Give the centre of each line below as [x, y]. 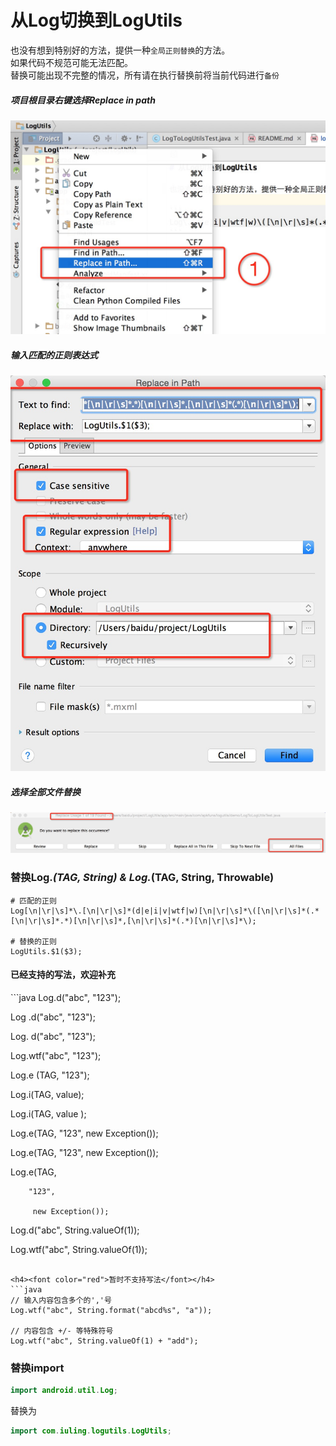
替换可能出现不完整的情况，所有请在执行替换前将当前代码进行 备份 [145, 75]
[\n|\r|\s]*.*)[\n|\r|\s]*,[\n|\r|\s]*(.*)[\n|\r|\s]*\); [133, 921]
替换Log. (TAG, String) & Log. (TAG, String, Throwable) [142, 878]
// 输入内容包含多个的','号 [61, 1300]
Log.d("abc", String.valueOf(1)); [75, 1230]
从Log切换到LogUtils [96, 20]
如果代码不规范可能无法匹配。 [71, 62]
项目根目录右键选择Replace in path [83, 100]
